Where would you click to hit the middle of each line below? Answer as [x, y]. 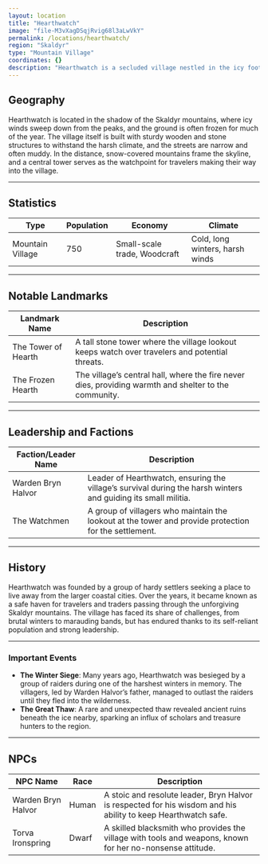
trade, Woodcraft [147, 254]
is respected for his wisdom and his [170, 805]
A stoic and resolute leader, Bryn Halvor [178, 794]
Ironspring [32, 842]
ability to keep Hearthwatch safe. [166, 814]
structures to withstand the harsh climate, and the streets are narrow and [128, 145]
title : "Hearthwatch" [44, 23]
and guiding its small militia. [139, 498]
